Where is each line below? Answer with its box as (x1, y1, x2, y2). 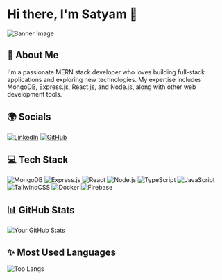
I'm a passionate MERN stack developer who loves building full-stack (7, 67, 205, 76)
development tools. (7, 90, 62, 98)
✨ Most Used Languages (7, 246, 117, 258)
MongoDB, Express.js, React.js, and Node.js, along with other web (7, 83, 196, 91)
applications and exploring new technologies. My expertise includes (7, 75, 202, 83)
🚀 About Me (7, 49, 59, 61)
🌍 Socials (7, 111, 51, 123)
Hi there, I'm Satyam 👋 (7, 6, 138, 22)
